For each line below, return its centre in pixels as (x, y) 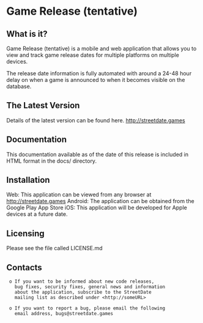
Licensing (25, 233)
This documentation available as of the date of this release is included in (97, 154)
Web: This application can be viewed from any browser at (79, 195)
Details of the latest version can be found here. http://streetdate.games (96, 120)
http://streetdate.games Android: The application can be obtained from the (100, 201)
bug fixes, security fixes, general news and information (90, 287)
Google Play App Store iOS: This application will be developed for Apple (97, 208)
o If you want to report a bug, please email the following (87, 308)
